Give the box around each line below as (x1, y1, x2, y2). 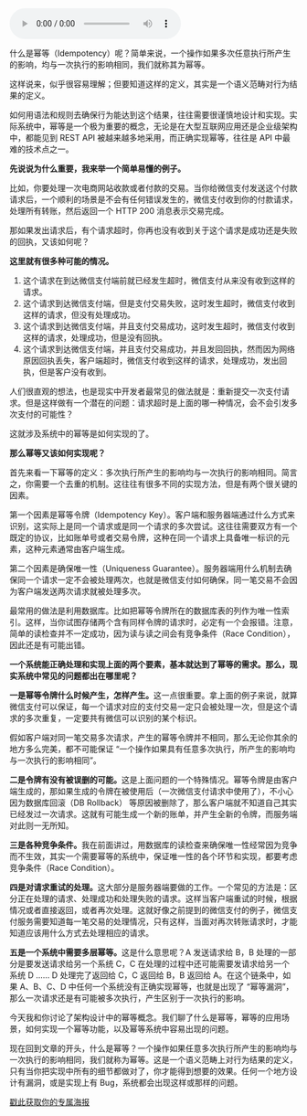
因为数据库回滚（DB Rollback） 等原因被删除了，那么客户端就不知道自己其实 (9, 797, 298, 808)
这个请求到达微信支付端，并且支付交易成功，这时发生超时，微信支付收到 (22, 321, 295, 332)
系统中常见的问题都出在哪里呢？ (16, 671, 138, 681)
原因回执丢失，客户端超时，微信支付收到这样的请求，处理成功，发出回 (22, 356, 288, 366)
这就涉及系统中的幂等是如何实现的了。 (9, 429, 153, 439)
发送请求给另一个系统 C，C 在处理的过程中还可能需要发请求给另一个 (33, 959, 291, 969)
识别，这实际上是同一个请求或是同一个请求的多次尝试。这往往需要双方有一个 (9, 521, 298, 531)
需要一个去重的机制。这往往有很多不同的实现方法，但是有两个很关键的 (33, 479, 298, 489)
